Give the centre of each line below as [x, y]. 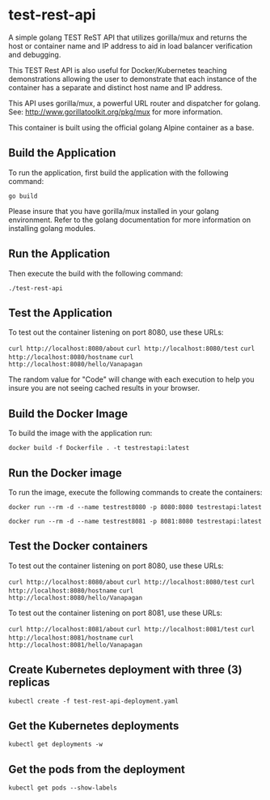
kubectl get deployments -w [56, 744]
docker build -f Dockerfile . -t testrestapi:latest [99, 448]
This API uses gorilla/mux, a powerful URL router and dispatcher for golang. [135, 103]
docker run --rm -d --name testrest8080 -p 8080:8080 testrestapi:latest [135, 507]
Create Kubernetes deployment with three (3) [125, 670]
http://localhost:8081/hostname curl [71, 638]
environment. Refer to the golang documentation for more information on [130, 220]
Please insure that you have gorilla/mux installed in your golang [114, 211]
